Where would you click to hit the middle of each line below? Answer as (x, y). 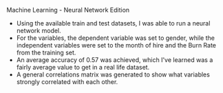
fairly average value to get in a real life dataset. (83, 67)
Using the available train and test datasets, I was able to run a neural (113, 23)
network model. (39, 31)
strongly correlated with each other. (67, 82)
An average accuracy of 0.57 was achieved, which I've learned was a (115, 60)
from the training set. (46, 52)
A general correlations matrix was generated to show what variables (113, 74)
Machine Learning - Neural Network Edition (68, 10)
